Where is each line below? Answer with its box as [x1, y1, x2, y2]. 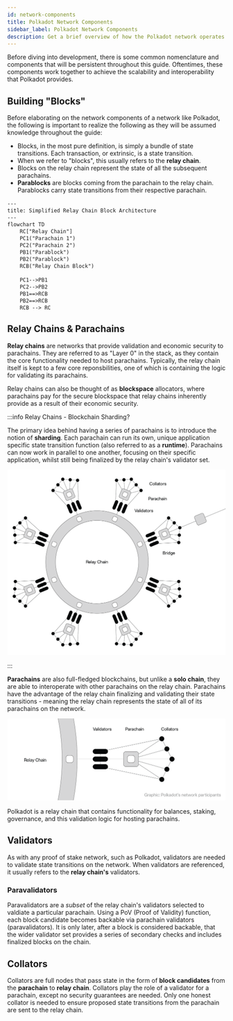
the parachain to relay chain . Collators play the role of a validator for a [7, 984, 209, 992]
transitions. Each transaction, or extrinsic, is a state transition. [17, 149, 194, 157]
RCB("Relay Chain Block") [19, 263, 95, 270]
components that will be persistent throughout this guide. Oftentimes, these [7, 60, 223, 69]
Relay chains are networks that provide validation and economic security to [7, 341, 224, 350]
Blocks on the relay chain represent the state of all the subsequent [17, 164, 207, 173]
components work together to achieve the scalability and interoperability [7, 68, 215, 76]
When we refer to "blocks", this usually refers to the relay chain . [17, 157, 201, 165]
